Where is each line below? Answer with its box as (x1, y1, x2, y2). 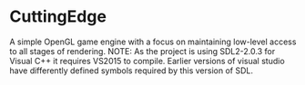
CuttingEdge (9, 6, 107, 27)
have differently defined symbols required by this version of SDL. (9, 65, 253, 76)
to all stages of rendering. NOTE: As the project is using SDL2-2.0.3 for (9, 45, 276, 56)
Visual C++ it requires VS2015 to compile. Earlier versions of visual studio (9, 55, 285, 66)
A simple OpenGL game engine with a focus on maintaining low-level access (9, 36, 297, 47)
